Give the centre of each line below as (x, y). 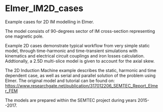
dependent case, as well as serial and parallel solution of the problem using (81, 75)
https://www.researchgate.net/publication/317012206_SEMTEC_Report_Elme (82, 85)
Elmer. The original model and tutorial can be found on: (60, 81)
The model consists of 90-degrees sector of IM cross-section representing (80, 31)
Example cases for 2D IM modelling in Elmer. (50, 22)
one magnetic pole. (24, 36)
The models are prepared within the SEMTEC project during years (71, 100)
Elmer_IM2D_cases (44, 8)
